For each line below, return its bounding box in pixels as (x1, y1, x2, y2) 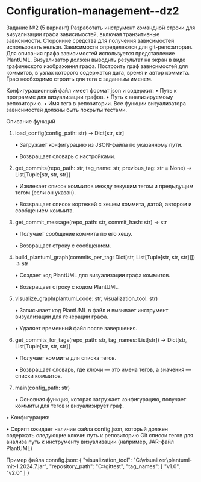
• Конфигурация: (6, 413, 50, 421)
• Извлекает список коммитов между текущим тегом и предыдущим (14, 182, 194, 190)
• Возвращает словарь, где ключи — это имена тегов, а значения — (14, 366, 191, 373)
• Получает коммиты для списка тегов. (14, 354, 116, 362)
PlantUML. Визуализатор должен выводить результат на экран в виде (6, 56, 186, 63)
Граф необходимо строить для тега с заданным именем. (6, 75, 153, 82)
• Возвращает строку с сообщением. (14, 242, 111, 249)
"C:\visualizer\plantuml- (133, 456, 193, 463)
